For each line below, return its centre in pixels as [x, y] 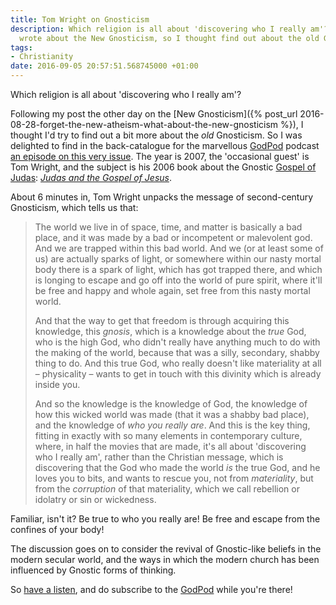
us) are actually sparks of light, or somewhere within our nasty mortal [178, 259]
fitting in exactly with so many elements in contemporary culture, [168, 435]
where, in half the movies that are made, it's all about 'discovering [170, 446]
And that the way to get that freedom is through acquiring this [162, 320]
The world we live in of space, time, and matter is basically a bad [168, 227]
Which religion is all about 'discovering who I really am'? [126, 94]
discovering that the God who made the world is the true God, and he [177, 467]
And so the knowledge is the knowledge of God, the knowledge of [171, 404]
